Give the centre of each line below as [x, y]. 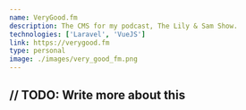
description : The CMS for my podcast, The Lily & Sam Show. [124, 26]
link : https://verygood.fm [59, 42]
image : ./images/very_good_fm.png [74, 59]
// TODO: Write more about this [98, 95]
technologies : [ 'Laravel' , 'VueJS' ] [77, 34]
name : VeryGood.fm [43, 17]
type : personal [38, 51]
